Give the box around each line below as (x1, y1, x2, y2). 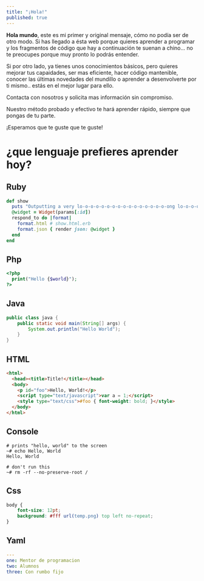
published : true (6, 15, 47, 21)
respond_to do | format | (12, 215, 72, 221)
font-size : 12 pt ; (17, 507, 61, 514)
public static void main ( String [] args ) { (17, 320, 126, 326)
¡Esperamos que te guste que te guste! (6, 123, 103, 131)
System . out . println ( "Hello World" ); (28, 326, 121, 332)
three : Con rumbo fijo (6, 569, 64, 575)
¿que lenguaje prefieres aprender (6, 145, 178, 159)
